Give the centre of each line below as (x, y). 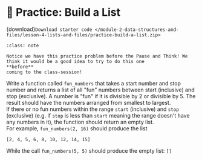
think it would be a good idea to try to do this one (76, 61)
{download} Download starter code (49, 29)
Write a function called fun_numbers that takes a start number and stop (94, 83)
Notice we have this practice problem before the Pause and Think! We (97, 56)
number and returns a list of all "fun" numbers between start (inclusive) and (100, 90)
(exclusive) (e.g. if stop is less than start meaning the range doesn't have (98, 115)
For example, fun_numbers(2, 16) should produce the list (77, 128)
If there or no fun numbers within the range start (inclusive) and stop (93, 109)
